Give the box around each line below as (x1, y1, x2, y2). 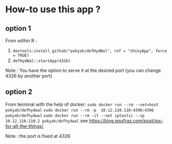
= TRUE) (12, 53, 29, 58)
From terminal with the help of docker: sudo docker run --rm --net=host (5, 101, 159, 107)
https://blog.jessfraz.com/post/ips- (89, 117, 163, 124)
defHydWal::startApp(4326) (12, 58, 71, 64)
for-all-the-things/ (5, 123, 44, 129)
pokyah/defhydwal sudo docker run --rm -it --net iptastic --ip (5, 113, 145, 118)
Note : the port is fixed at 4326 (5, 133, 70, 139)
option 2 (5, 88, 32, 96)
